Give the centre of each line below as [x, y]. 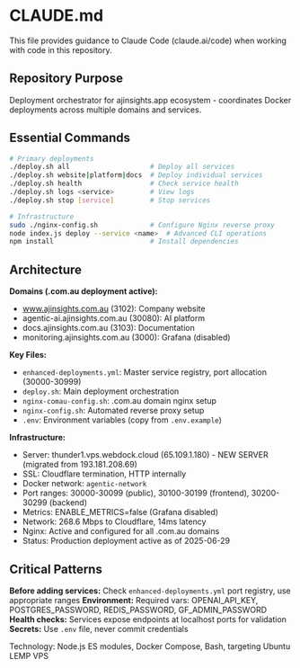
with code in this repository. [61, 49]
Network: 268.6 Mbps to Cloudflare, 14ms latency [114, 521]
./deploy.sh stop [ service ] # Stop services [110, 200]
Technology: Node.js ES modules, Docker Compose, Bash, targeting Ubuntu [150, 646]
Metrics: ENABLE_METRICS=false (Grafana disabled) [120, 512]
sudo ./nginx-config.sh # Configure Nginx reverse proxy [142, 225]
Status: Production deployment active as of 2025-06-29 [126, 541]
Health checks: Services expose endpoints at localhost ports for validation [148, 619]
